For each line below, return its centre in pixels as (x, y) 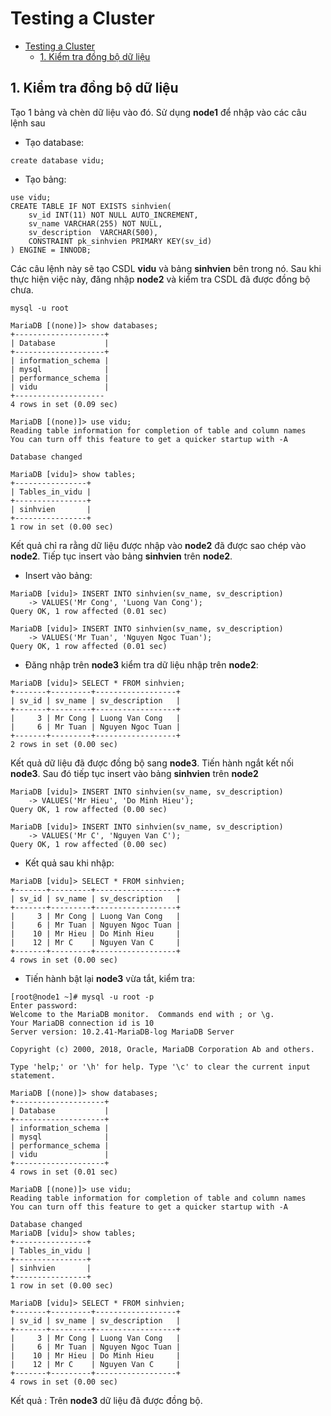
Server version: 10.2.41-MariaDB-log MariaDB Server (122, 1032)
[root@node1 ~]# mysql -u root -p (82, 997)
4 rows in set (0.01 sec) (64, 1172)
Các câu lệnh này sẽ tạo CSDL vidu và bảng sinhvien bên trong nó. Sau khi (166, 268)
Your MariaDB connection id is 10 (82, 1023)
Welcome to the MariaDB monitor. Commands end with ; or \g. (142, 1014)
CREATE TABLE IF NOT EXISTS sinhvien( (91, 206)
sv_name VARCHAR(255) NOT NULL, (95, 223)
